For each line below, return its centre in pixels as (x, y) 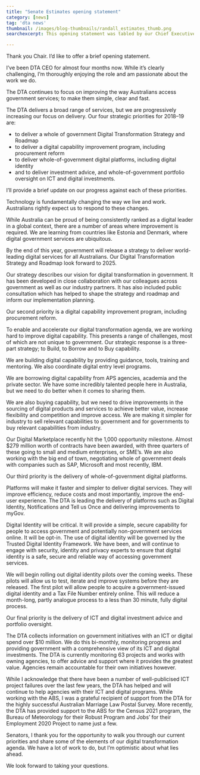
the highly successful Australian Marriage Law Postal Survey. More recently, (100, 704)
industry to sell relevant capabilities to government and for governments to (98, 421)
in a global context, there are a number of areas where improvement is (92, 226)
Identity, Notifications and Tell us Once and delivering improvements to (93, 507)
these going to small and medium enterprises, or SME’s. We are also (90, 452)
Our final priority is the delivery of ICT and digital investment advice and (94, 618)
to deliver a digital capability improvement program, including (90, 147)
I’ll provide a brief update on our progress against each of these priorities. (97, 190)
